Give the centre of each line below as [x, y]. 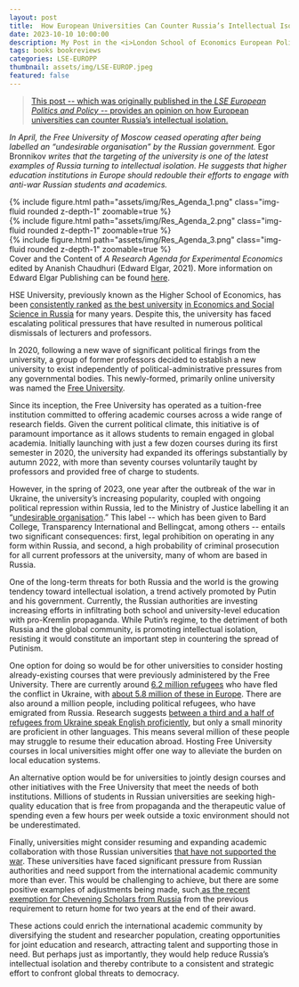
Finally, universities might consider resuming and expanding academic [138, 842]
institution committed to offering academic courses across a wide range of [146, 415]
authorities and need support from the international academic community [143, 870]
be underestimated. [45, 825]
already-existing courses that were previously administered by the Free [140, 675]
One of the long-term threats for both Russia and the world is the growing [144, 581]
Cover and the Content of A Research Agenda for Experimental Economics [146, 259]
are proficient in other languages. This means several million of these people [149, 731]
